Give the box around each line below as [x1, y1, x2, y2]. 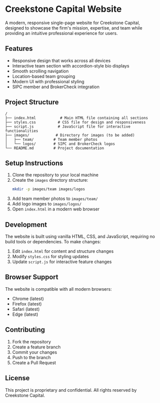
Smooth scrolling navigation [12, 68, 69, 74]
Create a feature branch [12, 344, 61, 350]
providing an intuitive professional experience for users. [5, 30, 118, 36]
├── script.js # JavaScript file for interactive [5, 124, 131, 129]
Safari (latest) [12, 306, 40, 312]
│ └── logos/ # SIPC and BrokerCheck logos [5, 141, 115, 146]
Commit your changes [12, 349, 57, 355]
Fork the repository [12, 338, 52, 344]
